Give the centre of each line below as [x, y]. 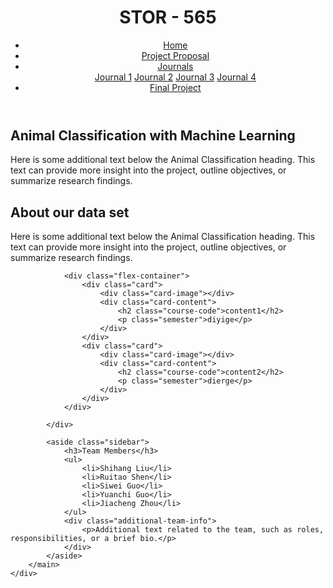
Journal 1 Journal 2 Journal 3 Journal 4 [175, 77]
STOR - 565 [168, 17]
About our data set [70, 212]
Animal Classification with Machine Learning [153, 135]
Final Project [175, 87]
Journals [175, 66]
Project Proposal [175, 55]
